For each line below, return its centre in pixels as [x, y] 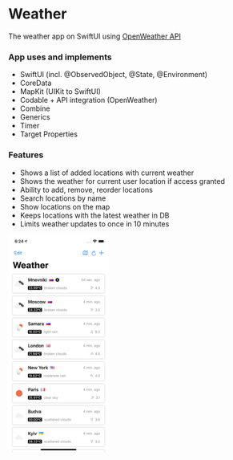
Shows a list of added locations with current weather [107, 173]
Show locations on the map [65, 206]
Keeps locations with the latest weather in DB [94, 215]
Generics [35, 117]
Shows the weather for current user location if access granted [123, 181]
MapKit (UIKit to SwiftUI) [60, 92]
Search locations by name [63, 198]
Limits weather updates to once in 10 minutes [94, 224]
